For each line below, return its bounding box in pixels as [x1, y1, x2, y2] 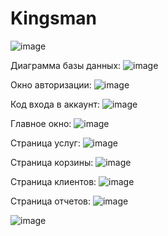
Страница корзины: [10, 156, 94, 168]
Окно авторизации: [10, 78, 92, 91]
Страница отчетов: [10, 195, 92, 207]
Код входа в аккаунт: [10, 98, 100, 110]
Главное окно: [10, 117, 72, 129]
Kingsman [10, 7, 97, 30]
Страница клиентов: [10, 175, 97, 187]
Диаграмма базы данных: [10, 59, 122, 71]
